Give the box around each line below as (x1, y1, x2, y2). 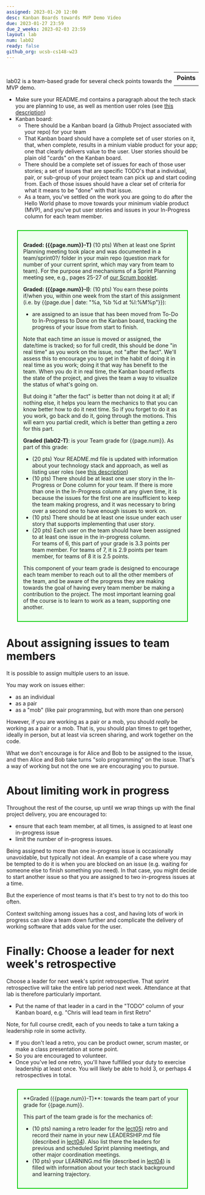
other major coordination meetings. (32, 1150, 121, 1158)
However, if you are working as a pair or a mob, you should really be (6, 718, 178, 725)
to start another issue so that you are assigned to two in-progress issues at (6, 873, 195, 880)
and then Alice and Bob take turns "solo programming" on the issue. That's (6, 756, 195, 763)
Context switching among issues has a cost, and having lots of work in (6, 910, 184, 917)
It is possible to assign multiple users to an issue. (6, 669, 130, 677)
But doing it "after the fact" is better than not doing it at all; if (23, 392, 175, 400)
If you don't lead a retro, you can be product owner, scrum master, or (15, 1039, 189, 1046)
